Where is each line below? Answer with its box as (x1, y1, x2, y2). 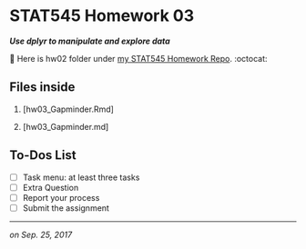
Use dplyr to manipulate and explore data (9, 35, 170, 46)
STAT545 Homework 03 (9, 5, 195, 26)
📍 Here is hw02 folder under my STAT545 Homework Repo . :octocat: (9, 53, 268, 64)
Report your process (22, 192, 100, 203)
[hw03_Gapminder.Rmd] (22, 104, 114, 115)
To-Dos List (9, 147, 76, 164)
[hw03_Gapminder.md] (22, 121, 109, 132)
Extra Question (22, 182, 79, 193)
